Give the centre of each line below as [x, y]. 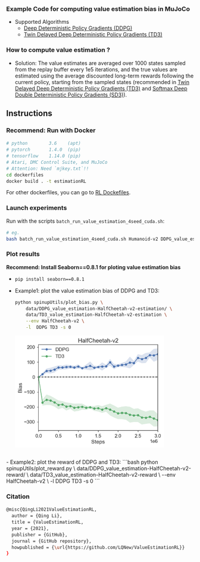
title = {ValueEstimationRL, [48, 522]
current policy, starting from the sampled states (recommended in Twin [102, 82]
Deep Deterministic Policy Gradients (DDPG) [78, 28]
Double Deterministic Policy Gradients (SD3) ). [71, 95]
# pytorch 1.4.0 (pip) [44, 150]
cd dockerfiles [25, 175]
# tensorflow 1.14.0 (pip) [44, 156]
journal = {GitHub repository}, [52, 541]
